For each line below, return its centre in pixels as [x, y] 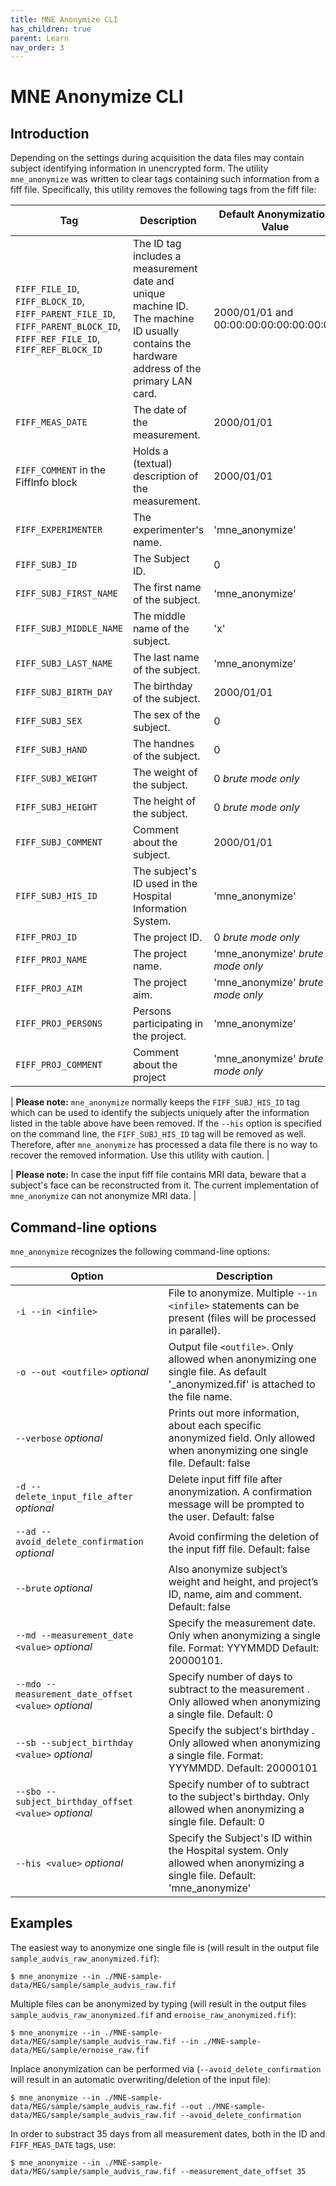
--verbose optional [59, 1438]
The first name [167, 588]
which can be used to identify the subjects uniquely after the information [160, 1113]
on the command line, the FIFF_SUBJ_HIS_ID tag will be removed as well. [158, 1134]
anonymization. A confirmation [240, 1492]
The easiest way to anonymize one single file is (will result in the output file [165, 1947]
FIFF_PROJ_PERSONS [59, 1024]
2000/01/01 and [253, 313]
